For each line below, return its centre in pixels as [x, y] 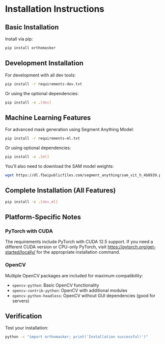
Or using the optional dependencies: [42, 93]
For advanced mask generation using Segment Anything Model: [69, 130]
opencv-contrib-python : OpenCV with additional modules [70, 290]
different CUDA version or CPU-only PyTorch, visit [56, 247]
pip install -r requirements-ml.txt [42, 138]
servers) [21, 301]
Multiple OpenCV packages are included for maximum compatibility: [74, 275]
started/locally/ [20, 252]
